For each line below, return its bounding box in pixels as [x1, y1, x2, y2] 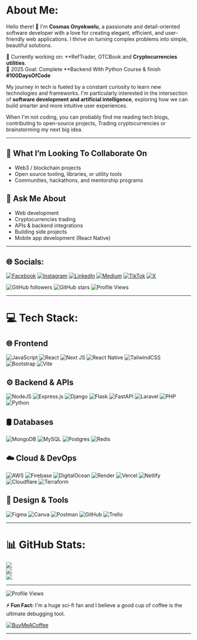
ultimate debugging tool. [6, 610, 66, 617]
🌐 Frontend [6, 338, 48, 348]
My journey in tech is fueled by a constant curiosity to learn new [6, 83, 161, 90]
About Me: [6, 4, 59, 17]
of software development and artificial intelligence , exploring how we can [6, 95, 188, 103]
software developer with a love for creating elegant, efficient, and [6, 29, 164, 36]
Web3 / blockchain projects [14, 164, 81, 171]
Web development [14, 209, 59, 216]
